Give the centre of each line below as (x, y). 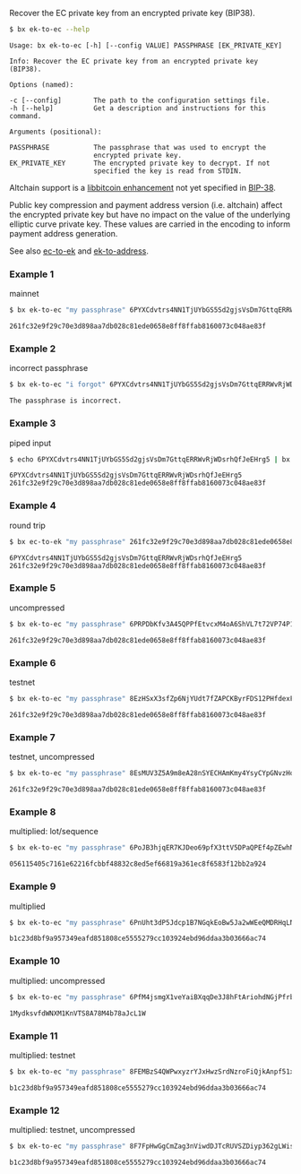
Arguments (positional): (56, 132)
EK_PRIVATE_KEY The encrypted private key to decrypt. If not (140, 163)
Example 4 (33, 505)
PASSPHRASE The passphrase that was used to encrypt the (138, 147)
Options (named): (42, 84)
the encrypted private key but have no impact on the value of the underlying (150, 214)
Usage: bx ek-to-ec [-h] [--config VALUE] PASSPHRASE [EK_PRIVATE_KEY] (146, 45)
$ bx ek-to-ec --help (50, 30)
